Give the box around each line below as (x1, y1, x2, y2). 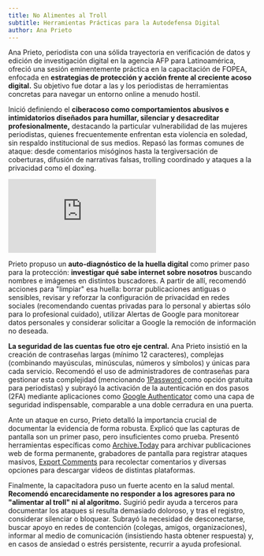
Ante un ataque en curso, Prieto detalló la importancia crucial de (8, 415, 218, 425)
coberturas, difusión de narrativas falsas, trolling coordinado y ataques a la (8, 155, 252, 165)
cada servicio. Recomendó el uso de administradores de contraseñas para (8, 367, 250, 376)
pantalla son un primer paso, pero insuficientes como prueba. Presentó (8, 432, 240, 442)
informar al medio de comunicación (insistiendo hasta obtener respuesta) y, (8, 531, 255, 540)
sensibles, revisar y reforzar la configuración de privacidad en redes (8, 293, 230, 302)
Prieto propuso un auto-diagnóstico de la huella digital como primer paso (8, 259, 250, 269)
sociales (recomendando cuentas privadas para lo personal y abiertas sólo (8, 301, 251, 311)
